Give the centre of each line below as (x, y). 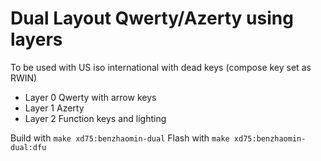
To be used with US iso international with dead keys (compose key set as (161, 67)
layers (36, 39)
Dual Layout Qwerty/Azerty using (152, 18)
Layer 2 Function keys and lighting (95, 118)
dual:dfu (28, 147)
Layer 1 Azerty (54, 108)
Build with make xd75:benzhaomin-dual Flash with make (120, 138)
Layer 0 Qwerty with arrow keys (90, 97)
